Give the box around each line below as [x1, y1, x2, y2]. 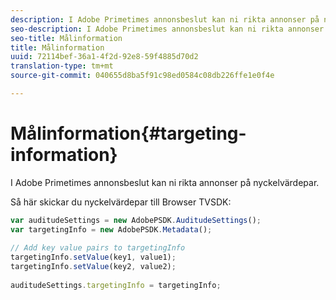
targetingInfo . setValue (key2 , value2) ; [10, 262, 177, 272]
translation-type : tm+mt [10, 61, 114, 71]
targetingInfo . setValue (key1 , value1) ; [10, 252, 177, 263]
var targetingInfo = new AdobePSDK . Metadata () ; [10, 224, 213, 235]
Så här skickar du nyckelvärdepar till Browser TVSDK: [10, 196, 232, 208]
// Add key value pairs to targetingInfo [10, 243, 186, 253]
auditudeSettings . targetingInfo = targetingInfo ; [10, 280, 222, 290]
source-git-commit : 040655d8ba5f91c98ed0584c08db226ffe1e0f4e [10, 71, 275, 81]
